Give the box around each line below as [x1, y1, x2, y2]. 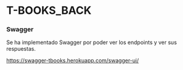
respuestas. [6, 45, 36, 52]
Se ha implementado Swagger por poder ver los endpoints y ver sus [6, 39, 178, 46]
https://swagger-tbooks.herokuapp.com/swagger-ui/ [6, 57, 139, 64]
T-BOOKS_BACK [6, 4, 92, 17]
